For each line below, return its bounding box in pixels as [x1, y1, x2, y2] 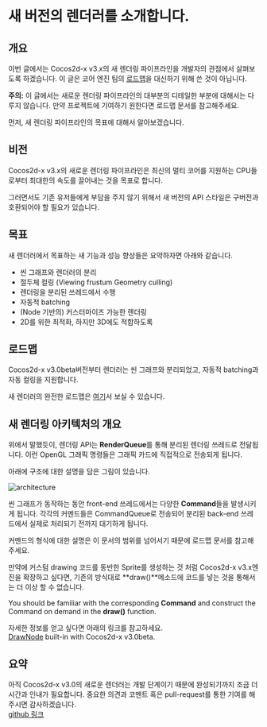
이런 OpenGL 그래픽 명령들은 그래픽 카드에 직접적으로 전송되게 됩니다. [25, 450, 243, 459]
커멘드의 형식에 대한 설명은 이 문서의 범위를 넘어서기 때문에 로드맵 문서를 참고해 [8, 536, 254, 545]
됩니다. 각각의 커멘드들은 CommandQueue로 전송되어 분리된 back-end [16, 509, 239, 519]
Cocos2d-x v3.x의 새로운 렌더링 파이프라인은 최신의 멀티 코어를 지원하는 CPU [8, 165, 252, 175]
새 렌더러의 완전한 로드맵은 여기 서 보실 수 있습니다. [8, 392, 165, 401]
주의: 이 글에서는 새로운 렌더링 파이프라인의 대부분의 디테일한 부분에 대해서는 [8, 91, 246, 100]
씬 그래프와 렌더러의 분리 [19, 267, 97, 276]
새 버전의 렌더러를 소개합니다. [8, 7, 190, 25]
